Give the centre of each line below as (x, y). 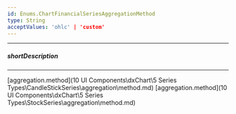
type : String (26, 20)
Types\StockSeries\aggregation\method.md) (71, 103)
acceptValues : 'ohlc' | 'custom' (56, 27)
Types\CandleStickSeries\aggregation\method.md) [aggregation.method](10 (117, 88)
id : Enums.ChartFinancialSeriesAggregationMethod (81, 14)
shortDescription (33, 56)
